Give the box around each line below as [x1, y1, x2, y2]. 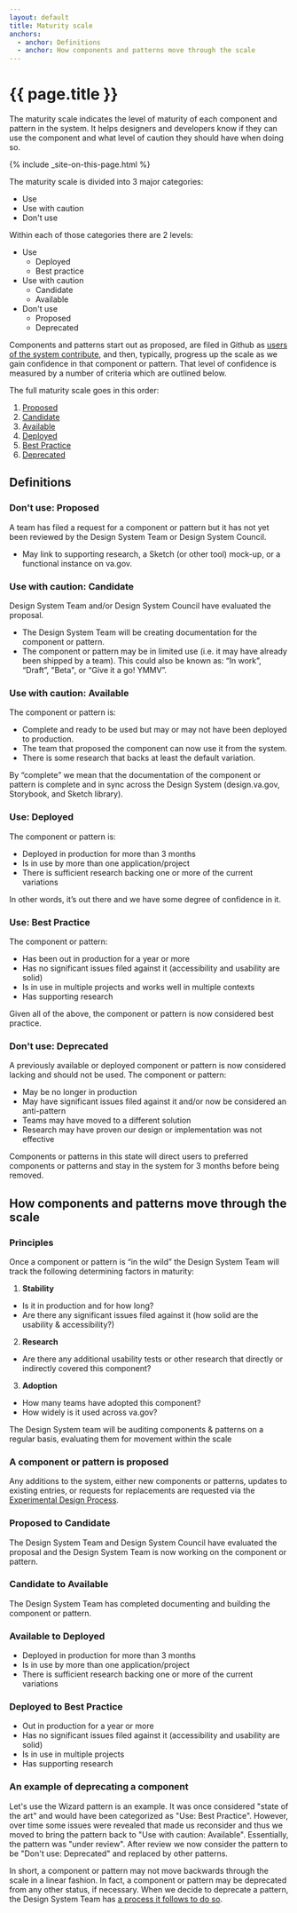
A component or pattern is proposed [9, 1456, 169, 1468]
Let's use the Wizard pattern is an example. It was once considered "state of [9, 1800, 289, 1812]
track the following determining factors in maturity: [9, 1266, 195, 1276]
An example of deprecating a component [9, 1781, 189, 1793]
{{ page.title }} [9, 84, 119, 105]
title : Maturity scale [9, 21, 93, 30]
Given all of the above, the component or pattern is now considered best [9, 1008, 275, 1019]
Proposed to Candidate [9, 1517, 111, 1529]
